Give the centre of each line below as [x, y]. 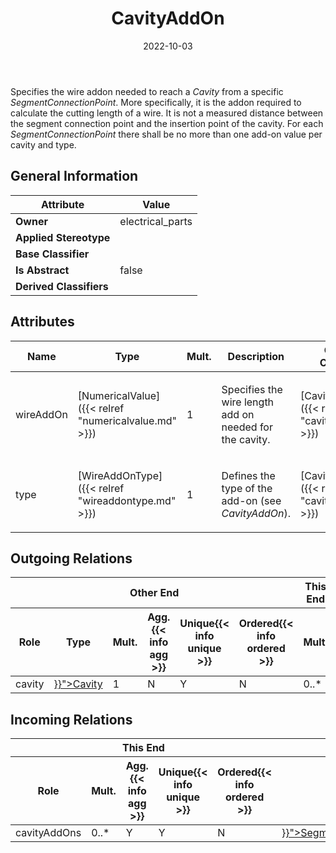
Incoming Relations [71, 719]
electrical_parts [156, 221]
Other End [154, 593]
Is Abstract [42, 270]
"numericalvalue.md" [127, 420]
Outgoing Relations [71, 558]
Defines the [248, 475]
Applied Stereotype [63, 237]
